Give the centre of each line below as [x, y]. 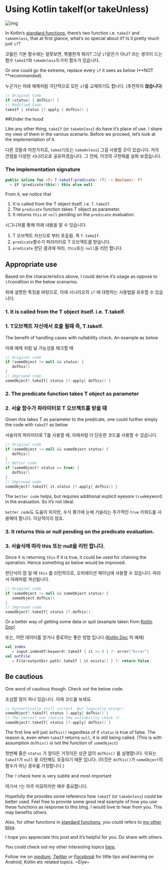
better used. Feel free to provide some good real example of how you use [81, 802]
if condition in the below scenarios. [42, 282]
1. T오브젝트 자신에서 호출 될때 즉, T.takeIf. [54, 326]
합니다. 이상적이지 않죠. [41, 518]
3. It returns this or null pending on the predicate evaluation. [80, 531]
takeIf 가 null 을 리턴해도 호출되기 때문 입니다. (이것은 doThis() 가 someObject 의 [84, 759]
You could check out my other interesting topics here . [61, 847]
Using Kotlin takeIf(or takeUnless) [77, 9]
